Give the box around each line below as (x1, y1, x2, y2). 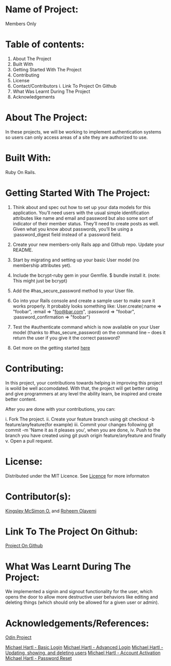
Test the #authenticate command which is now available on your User (12, 324, 160, 330)
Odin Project (5, 634, 32, 640)
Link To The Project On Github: (5, 525, 138, 537)
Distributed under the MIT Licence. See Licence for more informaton (5, 472, 149, 479)
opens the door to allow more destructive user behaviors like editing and (5, 594, 158, 600)
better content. (5, 396, 37, 402)
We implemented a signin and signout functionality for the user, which (5, 588, 153, 595)
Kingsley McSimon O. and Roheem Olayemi (5, 507, 97, 514)
